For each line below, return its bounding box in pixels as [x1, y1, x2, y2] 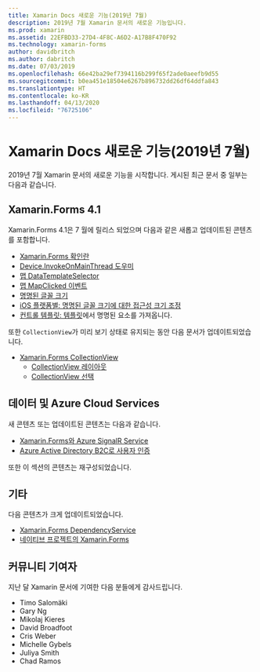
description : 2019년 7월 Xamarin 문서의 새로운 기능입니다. [8, 19, 187, 27]
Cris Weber [19, 631, 56, 641]
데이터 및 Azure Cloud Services [8, 397, 160, 411]
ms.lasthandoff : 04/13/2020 [8, 99, 100, 107]
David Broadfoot [19, 623, 73, 633]
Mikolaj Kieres [19, 615, 65, 624]
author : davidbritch [8, 48, 76, 56]
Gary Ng [19, 606, 47, 616]
